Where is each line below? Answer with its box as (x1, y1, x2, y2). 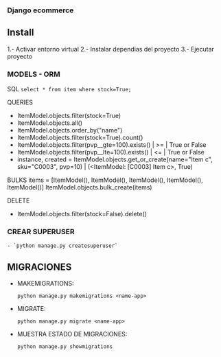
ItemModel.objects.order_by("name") (16, 126, 123, 135)
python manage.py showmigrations (16, 343, 113, 350)
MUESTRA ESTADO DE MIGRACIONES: (16, 330, 128, 338)
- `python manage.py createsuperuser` (7, 242, 118, 249)
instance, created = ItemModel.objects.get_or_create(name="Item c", (16, 155, 213, 163)
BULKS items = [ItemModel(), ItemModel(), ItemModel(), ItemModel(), (7, 176, 204, 184)
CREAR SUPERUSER (7, 227, 75, 236)
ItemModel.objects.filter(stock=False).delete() (16, 210, 148, 218)
